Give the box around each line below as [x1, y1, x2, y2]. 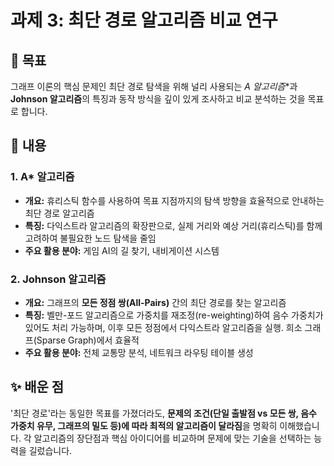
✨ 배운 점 [10, 379, 65, 396]
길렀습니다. [28, 444, 73, 456]
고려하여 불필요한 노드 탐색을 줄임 [24, 232, 157, 244]
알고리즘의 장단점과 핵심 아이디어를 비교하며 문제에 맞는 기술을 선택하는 [33, 432, 312, 444]
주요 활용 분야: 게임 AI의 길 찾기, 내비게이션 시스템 [24, 244, 220, 256]
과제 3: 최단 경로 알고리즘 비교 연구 [10, 9, 278, 32]
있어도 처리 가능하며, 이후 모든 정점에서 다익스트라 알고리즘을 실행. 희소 [24, 321, 303, 333]
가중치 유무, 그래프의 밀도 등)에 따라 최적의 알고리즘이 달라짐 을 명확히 [10, 419, 278, 431]
